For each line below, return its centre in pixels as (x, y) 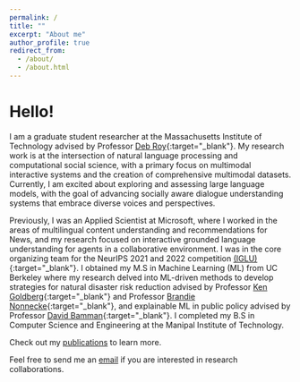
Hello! (32, 112)
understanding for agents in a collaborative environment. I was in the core (146, 249)
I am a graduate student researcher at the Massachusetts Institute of (136, 136)
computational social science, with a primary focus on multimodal (130, 165)
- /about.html (43, 68)
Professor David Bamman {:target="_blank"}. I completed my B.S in (132, 315)
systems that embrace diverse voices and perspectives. (112, 203)
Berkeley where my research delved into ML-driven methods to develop (141, 277)
